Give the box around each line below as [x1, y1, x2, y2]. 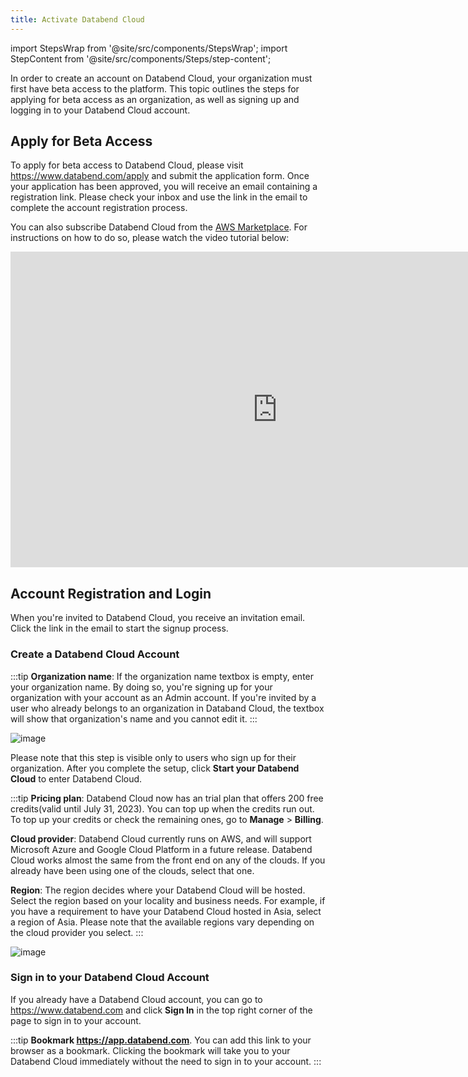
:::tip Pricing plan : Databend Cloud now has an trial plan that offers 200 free [10, 792, 324, 804]
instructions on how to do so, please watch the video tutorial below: [10, 232, 290, 244]
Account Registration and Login [10, 585, 212, 602]
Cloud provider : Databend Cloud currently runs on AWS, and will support [10, 832, 312, 845]
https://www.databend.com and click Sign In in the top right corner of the [10, 1004, 313, 1016]
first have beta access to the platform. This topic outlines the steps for [10, 82, 300, 95]
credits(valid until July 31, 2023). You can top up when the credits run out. [10, 802, 315, 815]
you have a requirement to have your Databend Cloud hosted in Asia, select [10, 905, 322, 917]
